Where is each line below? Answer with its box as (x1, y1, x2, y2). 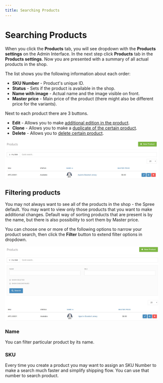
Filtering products (5, 188, 61, 197)
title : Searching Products (5, 8, 60, 13)
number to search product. (5, 373, 59, 379)
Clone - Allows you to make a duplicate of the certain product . (12, 125, 138, 131)
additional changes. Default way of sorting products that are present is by (5, 212, 153, 218)
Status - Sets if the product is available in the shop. (12, 85, 116, 91)
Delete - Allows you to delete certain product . (12, 130, 104, 136)
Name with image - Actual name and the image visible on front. (12, 90, 140, 96)
